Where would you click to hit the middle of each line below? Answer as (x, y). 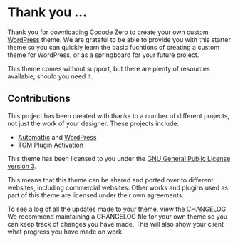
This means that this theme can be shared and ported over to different (110, 180)
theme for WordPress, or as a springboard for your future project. (103, 55)
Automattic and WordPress (57, 137)
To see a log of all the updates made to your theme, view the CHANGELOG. (118, 209)
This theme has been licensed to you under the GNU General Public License (119, 158)
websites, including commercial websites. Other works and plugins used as (118, 187)
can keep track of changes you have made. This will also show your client (116, 224)
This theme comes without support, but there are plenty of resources (109, 68)
